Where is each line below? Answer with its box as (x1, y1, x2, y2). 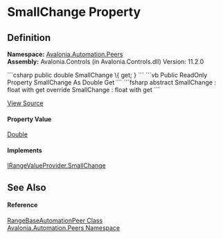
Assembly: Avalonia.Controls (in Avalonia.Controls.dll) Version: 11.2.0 (7, 57, 204, 66)
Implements (7, 146, 43, 154)
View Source (7, 99, 44, 107)
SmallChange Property (7, 4, 141, 20)
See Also (7, 182, 46, 193)
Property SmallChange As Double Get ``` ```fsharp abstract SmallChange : (7, 78, 217, 87)
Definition (7, 32, 51, 44)
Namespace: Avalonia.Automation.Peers (7, 50, 123, 58)
